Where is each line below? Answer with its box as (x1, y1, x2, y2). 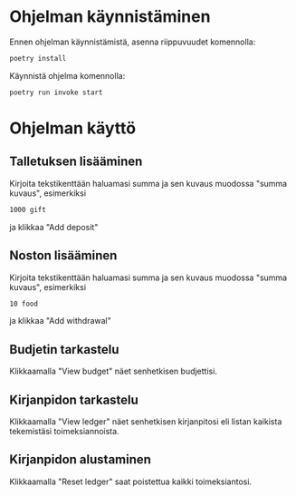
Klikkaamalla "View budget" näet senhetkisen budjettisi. (9, 365, 217, 377)
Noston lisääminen (9, 248, 118, 264)
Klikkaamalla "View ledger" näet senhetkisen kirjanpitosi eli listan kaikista (9, 416, 282, 427)
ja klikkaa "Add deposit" (9, 221, 99, 232)
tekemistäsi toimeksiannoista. (9, 426, 119, 436)
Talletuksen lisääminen (9, 154, 143, 170)
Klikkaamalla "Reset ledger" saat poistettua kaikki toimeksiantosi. (9, 476, 252, 487)
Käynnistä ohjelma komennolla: (9, 70, 126, 81)
